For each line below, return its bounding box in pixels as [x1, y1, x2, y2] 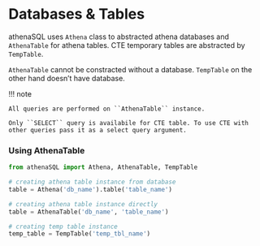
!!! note [8, 88, 32, 98]
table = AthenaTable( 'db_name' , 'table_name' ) [8, 208, 169, 216]
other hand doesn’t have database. [8, 73, 126, 83]
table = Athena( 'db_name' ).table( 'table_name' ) [8, 185, 173, 193]
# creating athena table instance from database [8, 178, 176, 187]
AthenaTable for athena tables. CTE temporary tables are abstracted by [8, 40, 245, 50]
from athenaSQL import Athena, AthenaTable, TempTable [8, 163, 198, 171]
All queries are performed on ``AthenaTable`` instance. [8, 105, 206, 113]
